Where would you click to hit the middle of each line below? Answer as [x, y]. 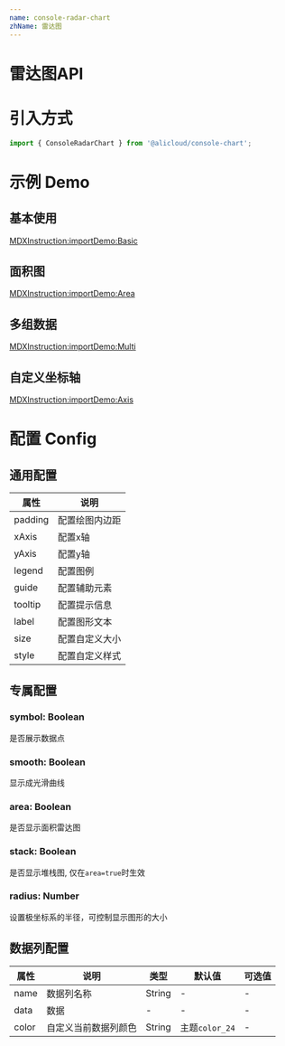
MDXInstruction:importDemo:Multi [73, 347]
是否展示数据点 [37, 738]
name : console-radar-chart [60, 18]
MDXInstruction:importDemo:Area [72, 294]
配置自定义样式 [89, 655]
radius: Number [44, 896]
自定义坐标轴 [45, 377]
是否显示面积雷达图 [45, 827]
